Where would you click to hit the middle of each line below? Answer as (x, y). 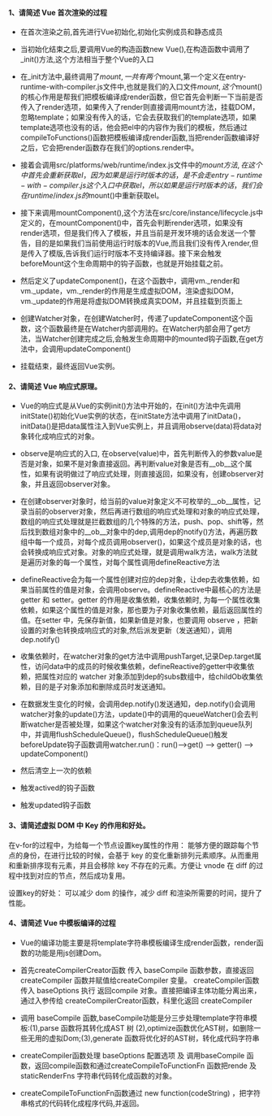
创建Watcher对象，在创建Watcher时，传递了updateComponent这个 (133, 319)
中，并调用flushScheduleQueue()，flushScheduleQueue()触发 (124, 735)
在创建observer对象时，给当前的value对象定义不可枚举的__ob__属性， (137, 502)
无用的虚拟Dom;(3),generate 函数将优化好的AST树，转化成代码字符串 (143, 1038)
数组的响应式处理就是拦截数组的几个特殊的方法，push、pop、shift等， (138, 522)
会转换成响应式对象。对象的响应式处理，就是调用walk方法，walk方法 (135, 552)
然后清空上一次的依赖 (56, 771)
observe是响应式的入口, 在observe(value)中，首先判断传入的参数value (138, 454)
